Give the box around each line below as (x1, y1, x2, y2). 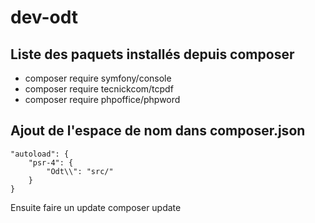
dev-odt (10, 6, 79, 29)
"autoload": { (10, 149, 70, 159)
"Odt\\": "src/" (46, 166, 114, 176)
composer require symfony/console (24, 72, 172, 84)
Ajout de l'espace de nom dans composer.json (10, 122, 306, 140)
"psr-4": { (28, 157, 74, 168)
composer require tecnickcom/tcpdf (24, 83, 174, 95)
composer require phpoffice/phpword (24, 94, 181, 105)
